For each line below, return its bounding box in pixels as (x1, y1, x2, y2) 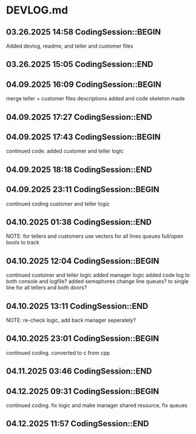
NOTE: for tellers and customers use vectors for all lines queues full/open (6, 233, 184, 240)
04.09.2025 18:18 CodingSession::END (6, 164, 153, 174)
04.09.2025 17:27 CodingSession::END (6, 112, 153, 122)
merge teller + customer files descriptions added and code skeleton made (6, 95, 185, 102)
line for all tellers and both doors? (6, 284, 87, 291)
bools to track (6, 239, 40, 246)
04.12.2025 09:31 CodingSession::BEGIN (6, 386, 160, 396)
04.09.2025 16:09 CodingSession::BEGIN (6, 79, 161, 89)
